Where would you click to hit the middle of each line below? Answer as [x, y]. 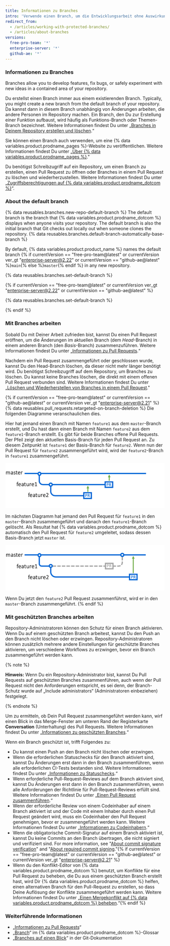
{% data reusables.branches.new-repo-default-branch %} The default [78, 212]
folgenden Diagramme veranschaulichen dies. [53, 414]
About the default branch [37, 201]
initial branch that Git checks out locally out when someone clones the [78, 229]
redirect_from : [21, 21]
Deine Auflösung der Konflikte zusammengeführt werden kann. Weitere [87, 892]
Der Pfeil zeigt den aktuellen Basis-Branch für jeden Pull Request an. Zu [80, 439]
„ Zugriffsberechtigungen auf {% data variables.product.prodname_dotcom [83, 182]
